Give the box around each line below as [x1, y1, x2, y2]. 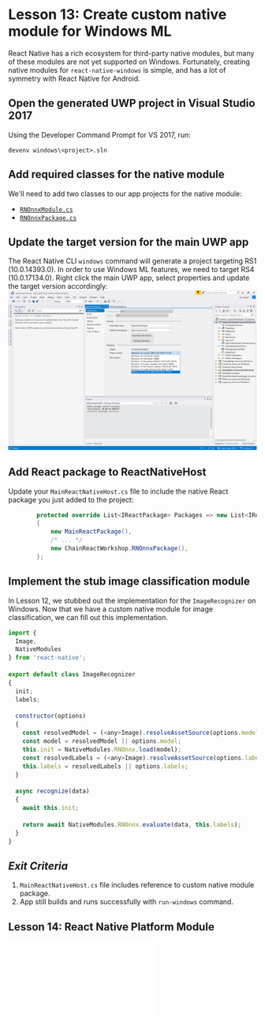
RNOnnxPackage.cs [19, 214, 77, 222]
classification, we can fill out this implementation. [8, 612, 168, 622]
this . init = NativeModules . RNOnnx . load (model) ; [22, 745, 181, 753]
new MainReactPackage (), [50, 528, 132, 536]
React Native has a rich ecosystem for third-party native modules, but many [8, 48, 255, 58]
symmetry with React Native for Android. [8, 74, 140, 83]
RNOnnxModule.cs [19, 206, 73, 214]
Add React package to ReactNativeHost [8, 465, 207, 479]
